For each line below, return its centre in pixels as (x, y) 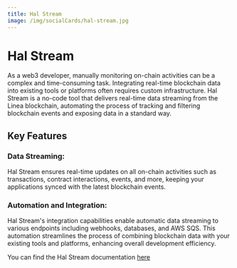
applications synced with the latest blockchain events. (86, 187)
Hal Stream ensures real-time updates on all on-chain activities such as (112, 172)
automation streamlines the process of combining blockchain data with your (118, 236)
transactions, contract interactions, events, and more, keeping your (106, 180)
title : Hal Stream (35, 14)
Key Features (37, 136)
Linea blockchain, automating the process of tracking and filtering (104, 106)
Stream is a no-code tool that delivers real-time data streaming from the (113, 98)
